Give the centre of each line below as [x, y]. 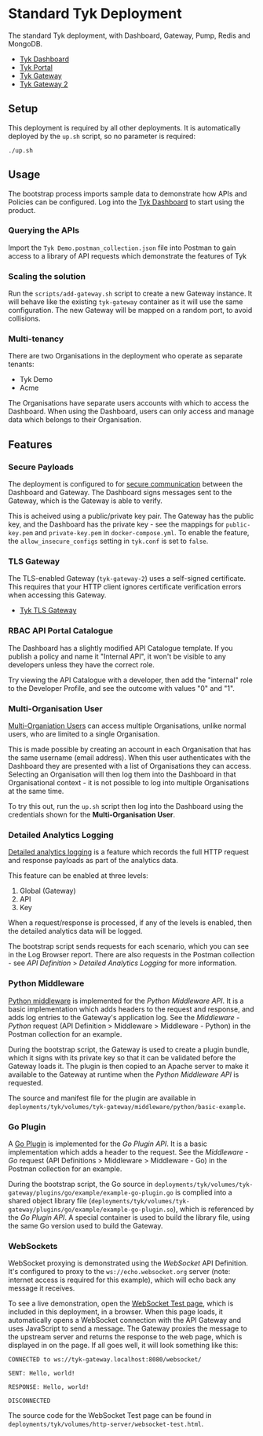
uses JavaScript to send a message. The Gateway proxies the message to [128, 1328]
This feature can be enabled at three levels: [79, 876]
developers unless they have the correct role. [81, 664]
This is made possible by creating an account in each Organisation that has [130, 749]
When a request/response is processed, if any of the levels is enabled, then [130, 923]
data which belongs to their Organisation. [75, 420]
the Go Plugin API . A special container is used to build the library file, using [129, 1217]
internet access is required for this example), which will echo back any [122, 1280]
